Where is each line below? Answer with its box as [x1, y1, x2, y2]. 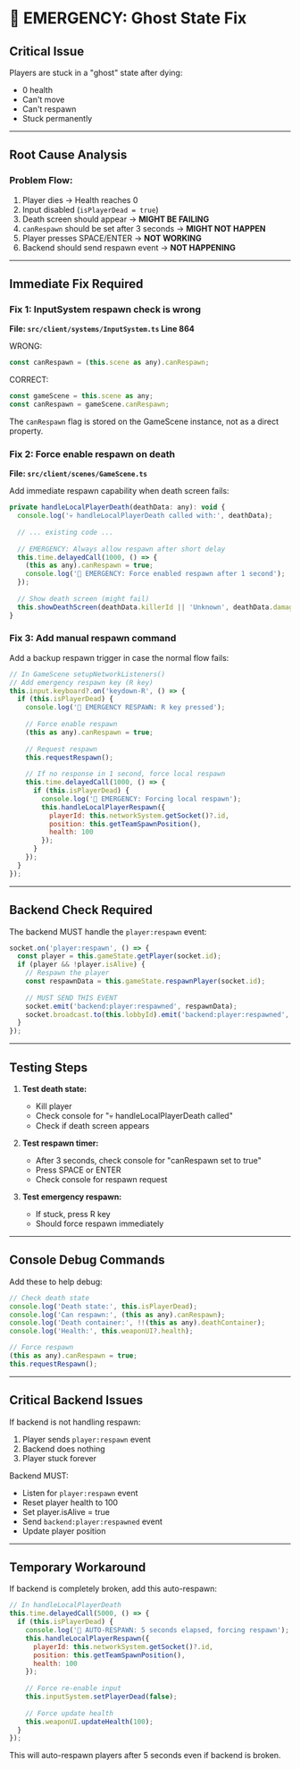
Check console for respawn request [35, 1173, 168, 1184]
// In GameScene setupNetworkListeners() [9, 670, 166, 679]
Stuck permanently [21, 114, 93, 123]
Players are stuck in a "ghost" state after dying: [9, 67, 183, 78]
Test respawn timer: [21, 1138, 99, 1148]
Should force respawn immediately [35, 1218, 164, 1229]
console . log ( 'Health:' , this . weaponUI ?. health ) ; [9, 1327, 194, 1336]
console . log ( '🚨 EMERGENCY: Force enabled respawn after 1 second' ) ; [25, 570, 286, 579]
